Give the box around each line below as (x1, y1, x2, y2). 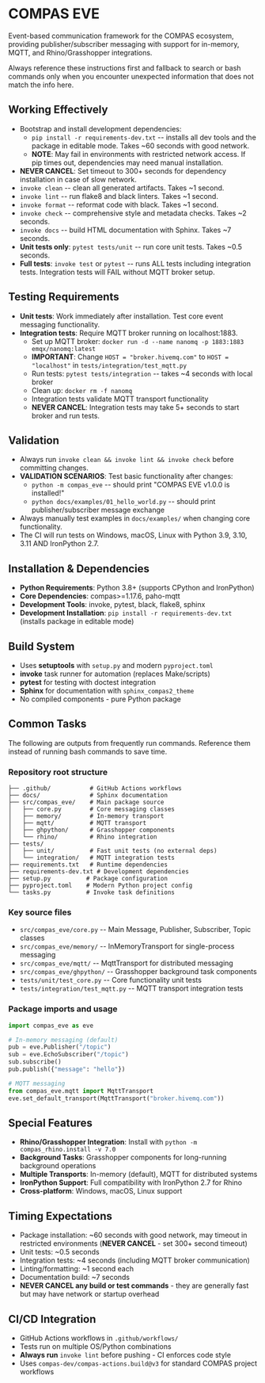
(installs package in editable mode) (19, 617, 134, 626)
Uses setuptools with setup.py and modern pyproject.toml (19, 661, 214, 670)
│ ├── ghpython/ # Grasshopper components (8, 826, 176, 835)
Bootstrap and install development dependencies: (19, 124, 182, 133)
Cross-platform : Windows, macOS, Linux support (19, 1186, 183, 1196)
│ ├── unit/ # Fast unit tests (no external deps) (8, 847, 218, 855)
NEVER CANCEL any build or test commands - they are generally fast (19, 1281, 249, 1290)
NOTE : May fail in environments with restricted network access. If (31, 149, 246, 159)
